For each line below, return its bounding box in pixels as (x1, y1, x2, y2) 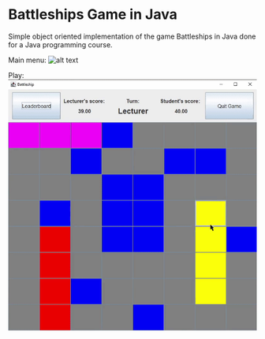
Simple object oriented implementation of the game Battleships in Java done (8, 32, 256, 41)
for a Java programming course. (8, 39, 113, 49)
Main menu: (8, 55, 47, 65)
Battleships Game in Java (8, 6, 177, 24)
